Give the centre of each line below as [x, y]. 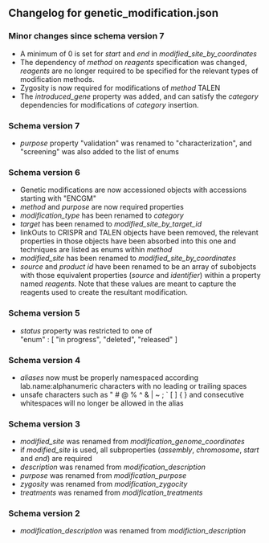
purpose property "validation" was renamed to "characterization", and [136, 143]
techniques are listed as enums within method [96, 250]
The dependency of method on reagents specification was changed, [133, 62]
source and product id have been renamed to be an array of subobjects [138, 267]
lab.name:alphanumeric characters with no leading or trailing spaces [133, 386]
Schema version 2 [44, 513]
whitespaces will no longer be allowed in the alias [102, 403]
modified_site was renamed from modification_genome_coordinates [132, 442]
